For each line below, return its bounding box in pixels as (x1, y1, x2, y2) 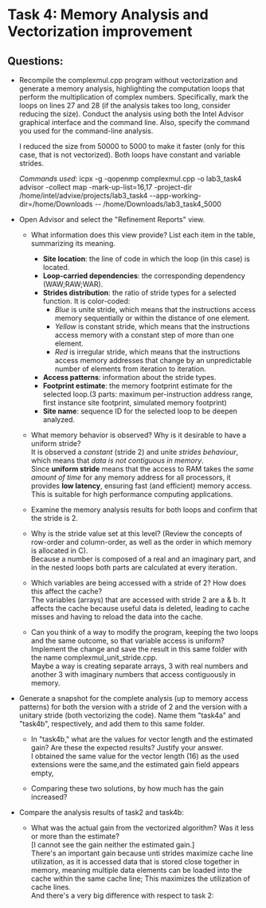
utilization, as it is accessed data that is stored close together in (30, 857, 240, 866)
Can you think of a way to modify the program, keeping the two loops (30, 628, 259, 636)
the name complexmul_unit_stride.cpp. (30, 653, 158, 662)
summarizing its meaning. (30, 239, 116, 248)
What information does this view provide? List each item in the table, (30, 230, 256, 240)
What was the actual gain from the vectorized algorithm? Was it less (30, 823, 254, 832)
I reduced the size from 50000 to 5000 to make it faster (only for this (18, 142, 245, 151)
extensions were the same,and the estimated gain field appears (30, 760, 240, 769)
